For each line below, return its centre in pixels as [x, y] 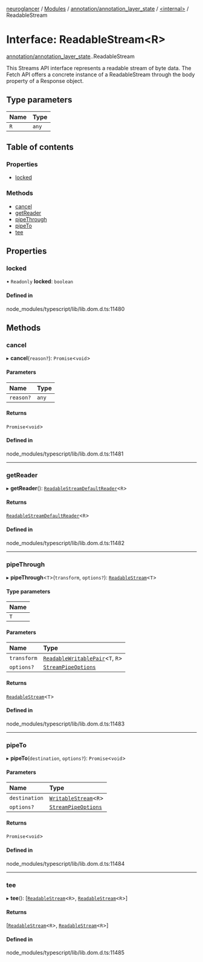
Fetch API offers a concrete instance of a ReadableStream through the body [101, 74]
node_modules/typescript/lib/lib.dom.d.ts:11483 [66, 724]
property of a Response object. [45, 80]
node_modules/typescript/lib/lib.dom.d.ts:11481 [65, 454]
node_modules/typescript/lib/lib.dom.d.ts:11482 [66, 543]
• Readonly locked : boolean [40, 281]
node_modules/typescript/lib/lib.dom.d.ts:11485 [66, 953]
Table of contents [40, 147]
